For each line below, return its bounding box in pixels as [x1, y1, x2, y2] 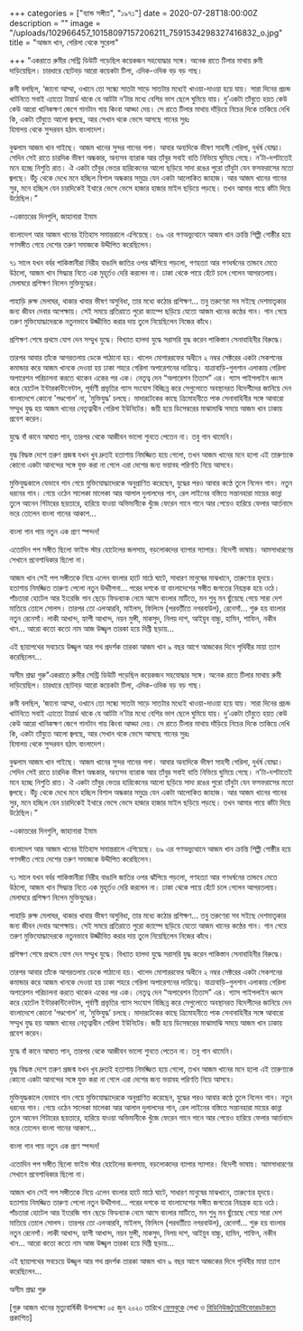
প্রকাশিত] [9, 1312, 33, 1323]
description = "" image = [9, 18, 101, 28]
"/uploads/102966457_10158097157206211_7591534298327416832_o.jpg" [9, 27, 283, 38]
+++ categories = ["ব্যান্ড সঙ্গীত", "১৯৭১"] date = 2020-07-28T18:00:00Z [9, 8, 259, 18]
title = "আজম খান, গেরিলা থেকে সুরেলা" [9, 37, 119, 48]
